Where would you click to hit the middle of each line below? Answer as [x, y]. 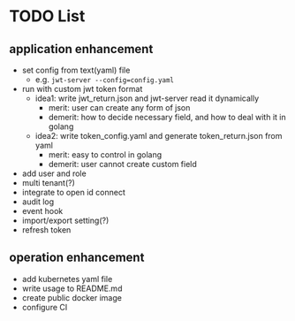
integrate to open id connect [74, 192]
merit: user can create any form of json [119, 107]
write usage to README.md [72, 288]
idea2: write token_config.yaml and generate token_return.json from [159, 136]
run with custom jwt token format [82, 89]
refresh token [46, 230]
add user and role [54, 173]
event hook [42, 211]
